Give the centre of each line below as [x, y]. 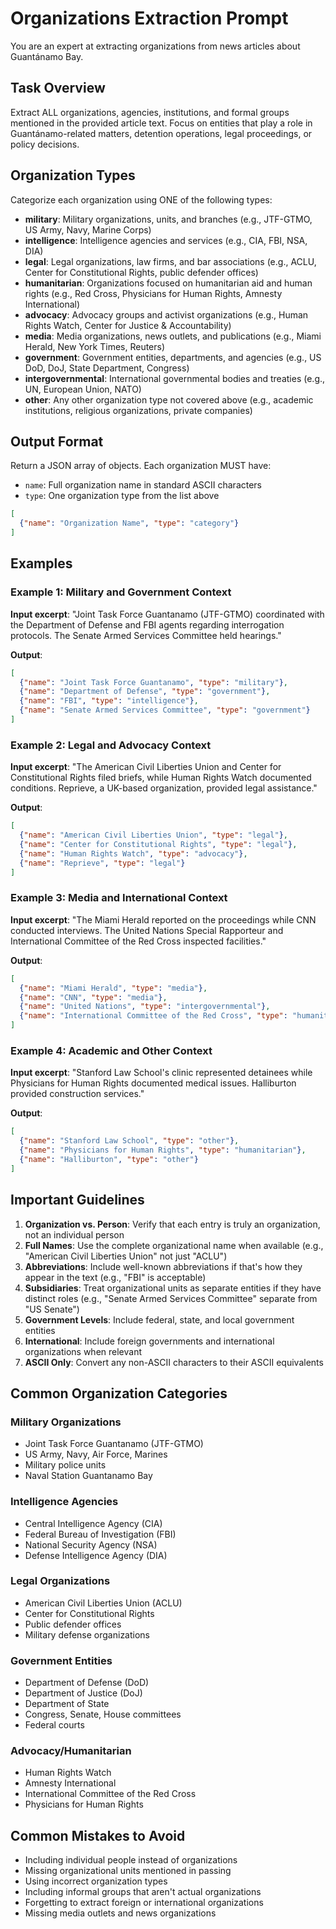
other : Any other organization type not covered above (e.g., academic [169, 399]
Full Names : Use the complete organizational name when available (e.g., [174, 1245]
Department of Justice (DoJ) [83, 1693]
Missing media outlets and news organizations [120, 1913]
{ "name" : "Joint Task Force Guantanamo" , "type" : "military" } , [153, 682]
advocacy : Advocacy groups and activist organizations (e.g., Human [166, 314]
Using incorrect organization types [96, 1881]
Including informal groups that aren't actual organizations [143, 1892]
